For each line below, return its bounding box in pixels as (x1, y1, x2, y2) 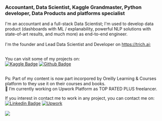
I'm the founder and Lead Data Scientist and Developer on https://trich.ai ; (5, 42, 151, 47)
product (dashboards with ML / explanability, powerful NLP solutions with (5, 26, 151, 32)
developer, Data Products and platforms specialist (5, 10, 125, 16)
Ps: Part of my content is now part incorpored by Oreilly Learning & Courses (5, 76, 157, 81)
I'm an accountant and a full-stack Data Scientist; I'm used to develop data (5, 21, 154, 27)
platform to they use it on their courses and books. (5, 81, 106, 87)
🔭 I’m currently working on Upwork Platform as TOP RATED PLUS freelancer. (5, 86, 158, 92)
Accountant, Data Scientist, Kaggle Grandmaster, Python (5, 4, 142, 11)
